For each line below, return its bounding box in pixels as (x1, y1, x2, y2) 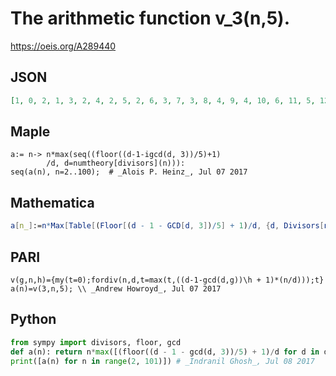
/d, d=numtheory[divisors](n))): (46, 158, 186, 169)
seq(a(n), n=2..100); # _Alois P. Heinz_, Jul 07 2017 (10, 167, 248, 177)
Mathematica (10, 194, 95, 211)
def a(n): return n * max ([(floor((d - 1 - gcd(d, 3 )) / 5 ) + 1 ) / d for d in (10, 347, 320, 357)
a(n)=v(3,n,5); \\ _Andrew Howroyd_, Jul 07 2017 (10, 283, 222, 294)
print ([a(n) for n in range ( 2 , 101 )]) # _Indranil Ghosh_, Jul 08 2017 (10, 356, 315, 366)
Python (10, 311, 57, 328)
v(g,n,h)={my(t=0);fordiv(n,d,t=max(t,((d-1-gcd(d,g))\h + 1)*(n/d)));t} (10, 275, 325, 285)
